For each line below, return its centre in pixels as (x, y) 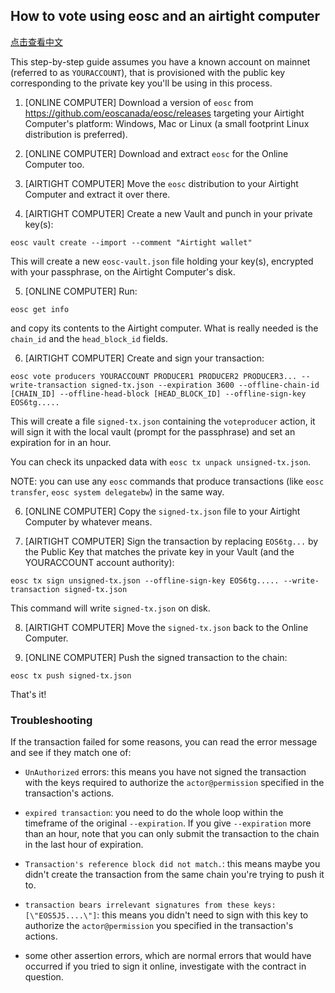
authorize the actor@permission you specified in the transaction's (159, 926)
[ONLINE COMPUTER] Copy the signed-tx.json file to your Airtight (162, 511)
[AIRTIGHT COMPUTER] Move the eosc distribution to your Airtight (161, 183)
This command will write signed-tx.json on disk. (110, 608)
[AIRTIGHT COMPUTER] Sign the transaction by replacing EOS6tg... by (171, 541)
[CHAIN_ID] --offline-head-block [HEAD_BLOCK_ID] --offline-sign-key (158, 394)
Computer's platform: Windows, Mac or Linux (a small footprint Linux (167, 123)
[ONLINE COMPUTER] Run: (81, 291)
